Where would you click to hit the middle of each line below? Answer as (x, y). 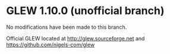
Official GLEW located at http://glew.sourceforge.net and (75, 38)
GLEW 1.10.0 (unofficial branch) (85, 11)
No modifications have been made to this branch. (67, 27)
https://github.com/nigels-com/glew (51, 45)
